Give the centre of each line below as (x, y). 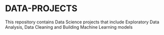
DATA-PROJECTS (41, 9)
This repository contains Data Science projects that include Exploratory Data (82, 22)
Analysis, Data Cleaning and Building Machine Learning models (69, 27)
